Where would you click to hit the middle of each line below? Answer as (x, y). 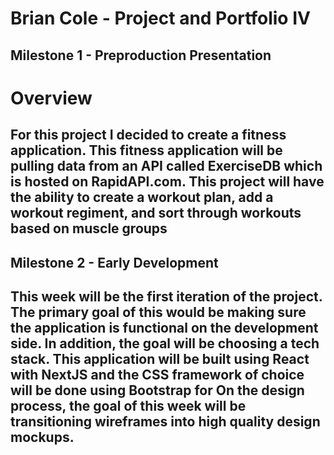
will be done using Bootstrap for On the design (157, 390)
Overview (51, 98)
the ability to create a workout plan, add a (142, 197)
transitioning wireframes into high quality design (165, 421)
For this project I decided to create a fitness (148, 135)
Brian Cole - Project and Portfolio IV (160, 18)
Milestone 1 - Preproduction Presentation (141, 55)
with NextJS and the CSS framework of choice (157, 374)
